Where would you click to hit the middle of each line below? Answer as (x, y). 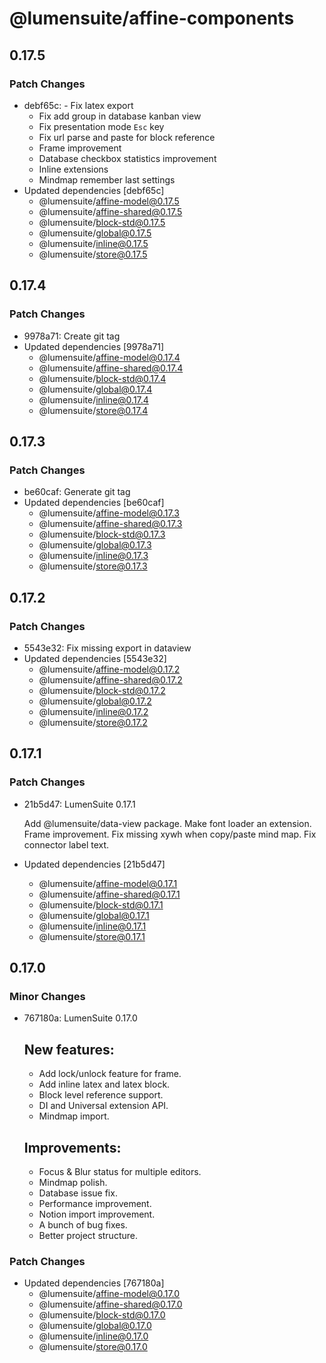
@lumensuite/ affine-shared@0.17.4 (111, 368)
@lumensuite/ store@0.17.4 (93, 410)
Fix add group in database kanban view (120, 116)
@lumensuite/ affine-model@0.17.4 (109, 357)
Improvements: (72, 1147)
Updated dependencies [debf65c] (94, 190)
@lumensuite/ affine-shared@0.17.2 (110, 679)
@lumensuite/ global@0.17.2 (95, 701)
